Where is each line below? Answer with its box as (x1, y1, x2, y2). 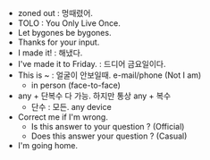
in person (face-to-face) (30, 80, 121, 90)
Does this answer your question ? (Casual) (30, 131, 188, 141)
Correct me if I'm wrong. (17, 112, 109, 122)
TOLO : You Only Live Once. (17, 18, 121, 29)
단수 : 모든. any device (30, 102, 112, 112)
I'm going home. (17, 140, 79, 150)
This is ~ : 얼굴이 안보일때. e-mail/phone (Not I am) (17, 70, 202, 80)
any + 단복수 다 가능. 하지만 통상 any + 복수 (17, 90, 172, 101)
